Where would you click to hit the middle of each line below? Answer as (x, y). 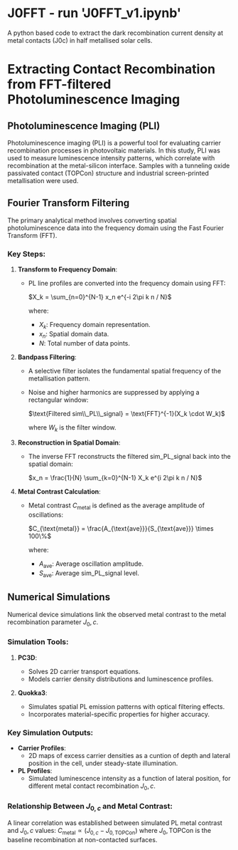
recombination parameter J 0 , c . (53, 623)
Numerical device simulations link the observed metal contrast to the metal (117, 614)
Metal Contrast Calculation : (59, 492)
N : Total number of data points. (84, 343)
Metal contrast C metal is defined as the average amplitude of (116, 506)
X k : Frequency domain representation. (94, 326)
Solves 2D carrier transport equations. (84, 671)
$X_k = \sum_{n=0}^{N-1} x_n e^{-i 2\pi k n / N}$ (100, 297)
